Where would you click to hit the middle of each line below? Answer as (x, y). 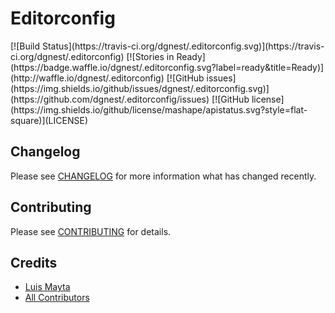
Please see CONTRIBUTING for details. (91, 231)
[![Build (25, 46)
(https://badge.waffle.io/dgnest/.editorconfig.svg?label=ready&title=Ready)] (167, 67)
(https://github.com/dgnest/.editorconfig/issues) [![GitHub (130, 99)
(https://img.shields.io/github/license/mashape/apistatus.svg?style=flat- (159, 109)
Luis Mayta (47, 287)
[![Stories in (150, 56)
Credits (34, 262)
